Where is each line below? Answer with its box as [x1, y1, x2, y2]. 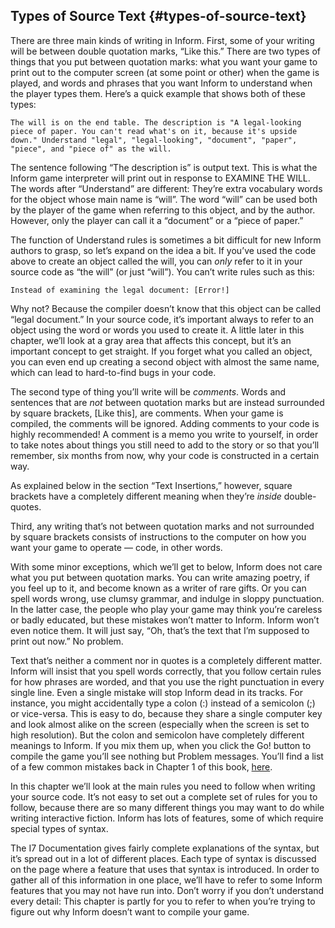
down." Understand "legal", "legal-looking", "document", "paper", [10, 135, 298, 145]
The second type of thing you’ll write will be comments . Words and [10, 385, 287, 398]
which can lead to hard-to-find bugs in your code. [10, 366, 217, 378]
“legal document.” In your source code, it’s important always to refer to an [10, 313, 314, 325]
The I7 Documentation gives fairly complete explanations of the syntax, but [10, 842, 320, 854]
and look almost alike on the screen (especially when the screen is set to [10, 718, 310, 730]
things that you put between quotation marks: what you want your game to [10, 55, 318, 68]
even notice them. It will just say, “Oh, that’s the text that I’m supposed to [10, 624, 310, 636]
